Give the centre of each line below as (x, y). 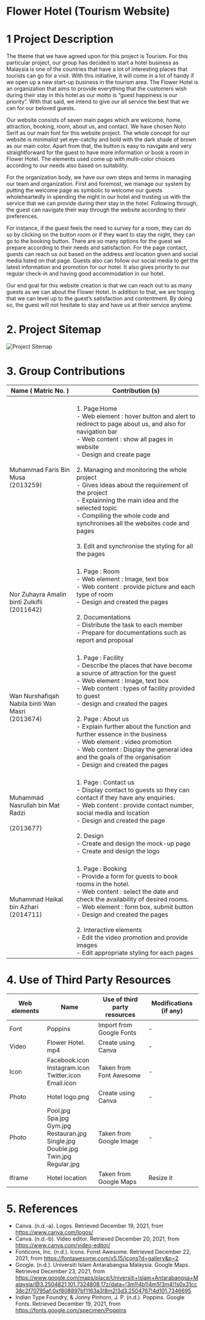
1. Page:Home (97, 409)
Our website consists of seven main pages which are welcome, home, (94, 120)
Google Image (118, 1141)
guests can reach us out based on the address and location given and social (102, 254)
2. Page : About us (103, 719)
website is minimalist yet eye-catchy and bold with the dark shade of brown (101, 139)
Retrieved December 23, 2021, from (60, 1271)
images (87, 945)
